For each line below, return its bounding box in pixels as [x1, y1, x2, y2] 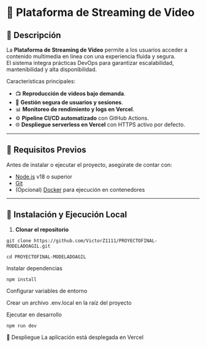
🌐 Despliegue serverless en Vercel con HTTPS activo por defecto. [15, 121, 186, 128]
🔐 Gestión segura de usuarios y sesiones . [15, 99, 124, 106]
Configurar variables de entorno [6, 287, 88, 294]
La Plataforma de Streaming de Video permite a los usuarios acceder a [6, 46, 188, 53]
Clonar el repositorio [15, 226, 69, 233]
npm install [6, 276, 37, 283]
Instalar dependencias [6, 264, 63, 272]
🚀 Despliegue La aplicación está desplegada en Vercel [6, 334, 144, 341]
